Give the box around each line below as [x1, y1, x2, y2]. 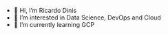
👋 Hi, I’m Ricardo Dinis [13, 7, 77, 14]
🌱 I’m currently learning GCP [13, 21, 95, 28]
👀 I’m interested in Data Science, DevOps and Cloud [13, 13, 162, 22]
